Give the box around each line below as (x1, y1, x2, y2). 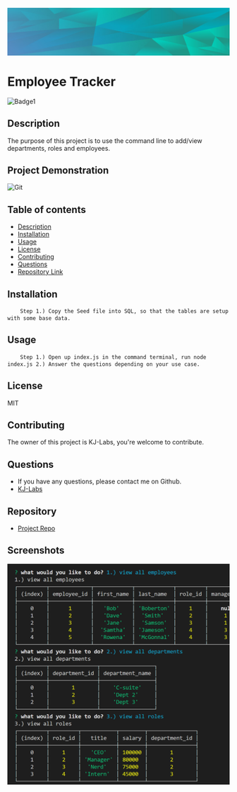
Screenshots (7, 544, 65, 556)
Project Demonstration (7, 164, 109, 176)
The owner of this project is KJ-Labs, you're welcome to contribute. (7, 438, 205, 447)
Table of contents (7, 203, 86, 216)
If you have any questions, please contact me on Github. (17, 477, 182, 486)
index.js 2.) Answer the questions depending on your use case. (7, 360, 200, 368)
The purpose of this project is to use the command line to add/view (7, 136, 202, 145)
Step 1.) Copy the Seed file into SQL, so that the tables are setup (20, 307, 229, 315)
